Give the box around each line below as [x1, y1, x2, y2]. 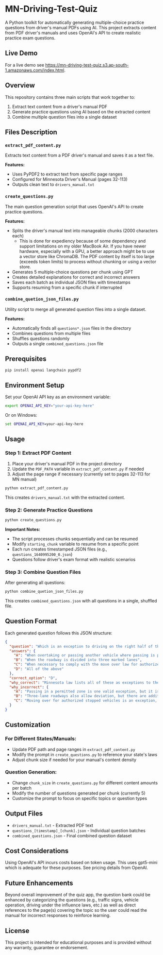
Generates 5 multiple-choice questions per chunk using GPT [12, 269, 133, 275]
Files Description [5, 128, 57, 136]
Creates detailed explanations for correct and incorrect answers [12, 274, 140, 280]
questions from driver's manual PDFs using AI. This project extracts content [5, 24, 157, 30]
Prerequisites [5, 355, 47, 363]
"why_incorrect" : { [9, 685, 49, 690]
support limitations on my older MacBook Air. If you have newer [19, 243, 147, 249]
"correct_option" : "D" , [9, 675, 57, 680]
